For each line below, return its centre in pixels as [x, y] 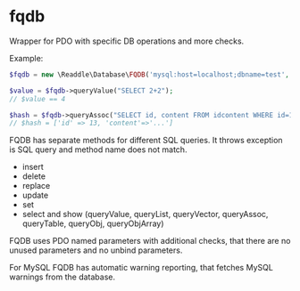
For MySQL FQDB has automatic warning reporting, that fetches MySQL [142, 268]
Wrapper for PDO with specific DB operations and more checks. [127, 41]
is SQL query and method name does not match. [98, 150]
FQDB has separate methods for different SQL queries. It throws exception [146, 141]
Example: [26, 58]
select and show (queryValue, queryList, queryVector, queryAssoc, [145, 214]
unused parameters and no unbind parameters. [96, 250]
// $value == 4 [37, 99]
